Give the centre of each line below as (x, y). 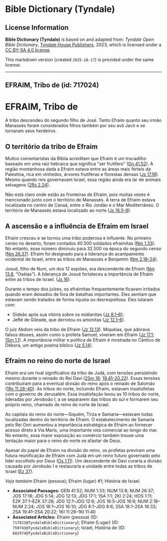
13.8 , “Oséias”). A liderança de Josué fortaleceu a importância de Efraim (79, 274)
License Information (37, 28)
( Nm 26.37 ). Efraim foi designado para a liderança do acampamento (75, 254)
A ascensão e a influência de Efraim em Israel (77, 226)
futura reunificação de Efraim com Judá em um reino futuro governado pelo (83, 455)
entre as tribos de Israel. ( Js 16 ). (38, 279)
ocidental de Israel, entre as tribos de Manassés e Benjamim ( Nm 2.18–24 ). (82, 259)
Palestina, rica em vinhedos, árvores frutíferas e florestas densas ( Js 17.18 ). (82, 175)
